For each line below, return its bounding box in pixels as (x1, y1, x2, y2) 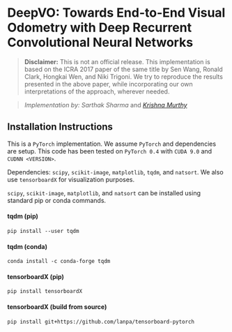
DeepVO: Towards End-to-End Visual (7, 5, 226, 21)
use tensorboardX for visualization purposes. (7, 175, 135, 183)
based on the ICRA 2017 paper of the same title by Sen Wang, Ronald (24, 65, 223, 73)
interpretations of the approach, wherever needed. (24, 87, 170, 96)
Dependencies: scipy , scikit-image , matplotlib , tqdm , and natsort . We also (7, 167, 224, 176)
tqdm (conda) (7, 242, 47, 250)
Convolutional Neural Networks (7, 35, 194, 50)
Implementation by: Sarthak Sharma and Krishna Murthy (24, 100, 187, 109)
